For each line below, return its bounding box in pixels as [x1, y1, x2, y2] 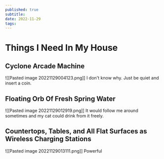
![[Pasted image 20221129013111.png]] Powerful [5, 148, 102, 154]
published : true [5, 7, 39, 12]
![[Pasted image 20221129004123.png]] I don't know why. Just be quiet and [5, 75, 159, 81]
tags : [5, 21, 16, 26]
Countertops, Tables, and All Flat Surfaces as [5, 127, 147, 136]
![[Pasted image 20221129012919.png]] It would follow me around [5, 108, 138, 114]
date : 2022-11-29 [5, 16, 41, 21]
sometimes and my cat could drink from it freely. [5, 113, 104, 119]
